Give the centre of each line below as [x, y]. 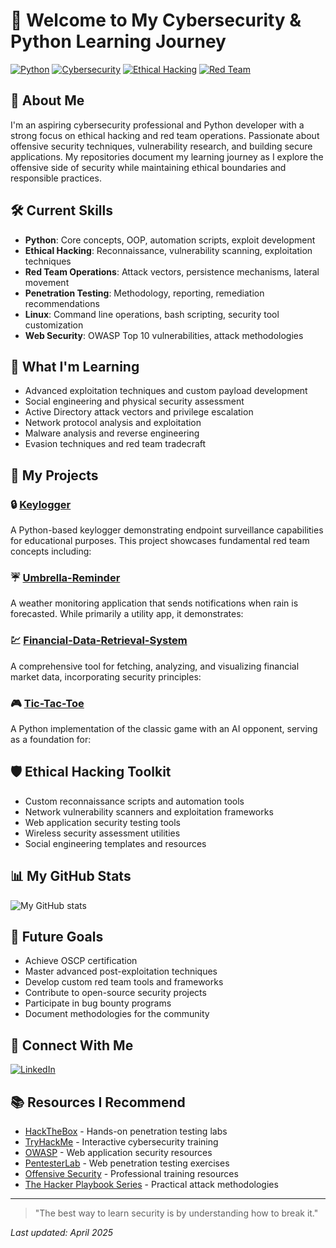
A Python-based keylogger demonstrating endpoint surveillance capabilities [167, 530]
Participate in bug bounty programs [98, 1003]
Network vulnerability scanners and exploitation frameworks [149, 811]
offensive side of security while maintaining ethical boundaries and [148, 167]
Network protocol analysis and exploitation [113, 423]
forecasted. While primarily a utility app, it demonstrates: [127, 614]
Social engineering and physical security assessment [134, 401]
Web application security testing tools [102, 822]
